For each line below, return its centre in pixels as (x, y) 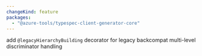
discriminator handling (34, 46)
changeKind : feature (33, 12)
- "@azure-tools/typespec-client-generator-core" (76, 23)
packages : (19, 17)
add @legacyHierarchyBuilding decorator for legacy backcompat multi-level (101, 40)
